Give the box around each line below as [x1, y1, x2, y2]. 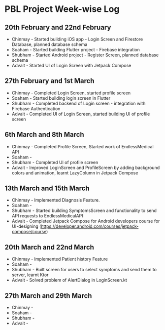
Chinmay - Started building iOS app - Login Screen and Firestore [11, 36, 143, 42]
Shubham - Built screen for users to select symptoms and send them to [11, 267, 157, 273]
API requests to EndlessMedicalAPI [11, 213, 83, 219]
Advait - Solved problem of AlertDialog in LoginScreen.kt [11, 277, 128, 283]
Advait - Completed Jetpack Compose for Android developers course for [11, 218, 160, 224]
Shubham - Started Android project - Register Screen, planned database [11, 52, 159, 58]
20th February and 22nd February [4, 23, 111, 32]
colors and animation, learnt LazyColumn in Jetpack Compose [11, 169, 138, 176]
